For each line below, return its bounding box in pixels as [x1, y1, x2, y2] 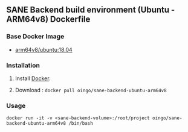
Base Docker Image [6, 33, 65, 41]
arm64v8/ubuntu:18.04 [15, 46, 73, 53]
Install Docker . [15, 75, 51, 82]
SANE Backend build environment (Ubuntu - [6, 5, 175, 15]
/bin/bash [68, 121, 94, 127]
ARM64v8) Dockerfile [6, 14, 91, 25]
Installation [6, 61, 41, 69]
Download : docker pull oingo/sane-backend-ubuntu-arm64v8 [15, 86, 167, 93]
